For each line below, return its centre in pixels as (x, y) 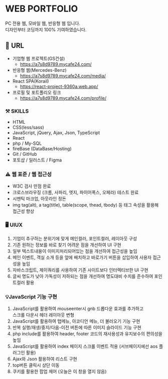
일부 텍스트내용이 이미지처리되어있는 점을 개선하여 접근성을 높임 (75, 251)
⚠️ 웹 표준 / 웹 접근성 (28, 174)
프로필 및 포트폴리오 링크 (37, 92)
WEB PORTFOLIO (42, 9)
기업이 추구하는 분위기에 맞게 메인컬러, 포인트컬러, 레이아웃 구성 (75, 238)
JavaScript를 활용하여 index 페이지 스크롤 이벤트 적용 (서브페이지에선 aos (85, 346)
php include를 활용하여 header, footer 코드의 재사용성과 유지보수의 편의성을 (88, 334)
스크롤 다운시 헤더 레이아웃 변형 (43, 315)
